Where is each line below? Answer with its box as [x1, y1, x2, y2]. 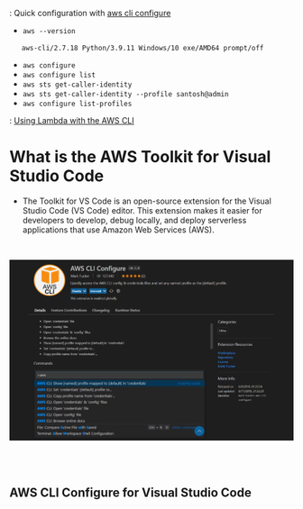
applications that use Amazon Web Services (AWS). [22, 224, 215, 235]
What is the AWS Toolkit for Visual [9, 147, 271, 168]
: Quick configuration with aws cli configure [9, 8, 171, 18]
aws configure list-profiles [22, 99, 133, 108]
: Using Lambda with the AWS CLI [9, 115, 135, 125]
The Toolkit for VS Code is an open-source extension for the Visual [22, 195, 272, 206]
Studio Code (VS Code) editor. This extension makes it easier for [22, 205, 263, 215]
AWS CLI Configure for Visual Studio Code [9, 486, 252, 501]
